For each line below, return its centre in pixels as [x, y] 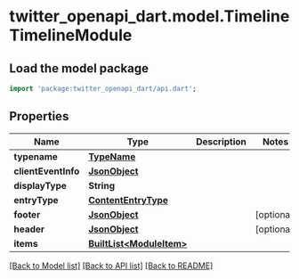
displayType [40, 185]
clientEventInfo [47, 171]
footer [27, 214]
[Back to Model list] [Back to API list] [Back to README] [111, 266]
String [102, 185]
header [29, 229]
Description [221, 142]
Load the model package [79, 68]
